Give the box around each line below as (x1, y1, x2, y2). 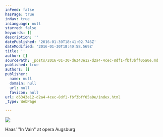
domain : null (9, 81, 37, 86)
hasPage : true (5, 12, 35, 17)
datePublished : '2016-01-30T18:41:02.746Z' (5, 40, 97, 45)
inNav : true (5, 16, 30, 21)
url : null (9, 85, 30, 91)
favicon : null (9, 90, 39, 95)
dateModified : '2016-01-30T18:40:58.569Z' (5, 44, 94, 49)
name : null (9, 76, 32, 81)
